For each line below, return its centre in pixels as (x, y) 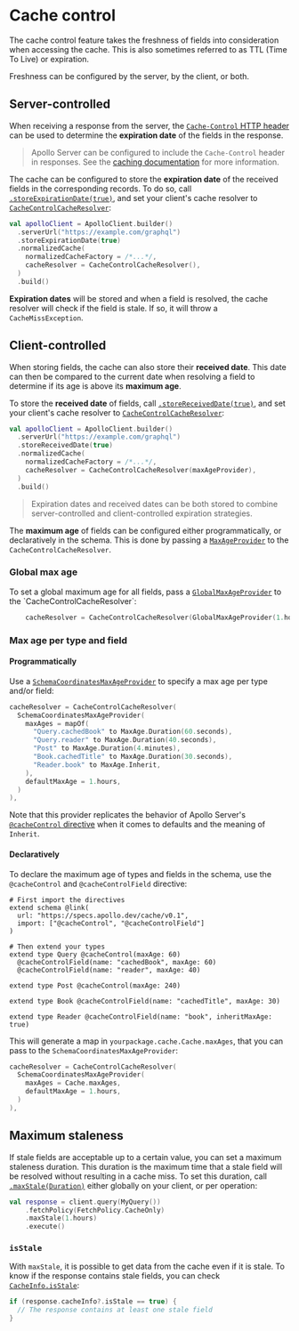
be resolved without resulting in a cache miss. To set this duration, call (138, 1176)
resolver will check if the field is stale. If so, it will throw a (113, 308)
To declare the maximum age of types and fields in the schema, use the (141, 874)
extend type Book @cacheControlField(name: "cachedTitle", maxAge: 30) (145, 1001)
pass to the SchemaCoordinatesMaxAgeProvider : (93, 1050)
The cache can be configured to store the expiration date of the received (144, 179)
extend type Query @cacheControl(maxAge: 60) (95, 954)
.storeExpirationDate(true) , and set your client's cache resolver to (133, 198)
